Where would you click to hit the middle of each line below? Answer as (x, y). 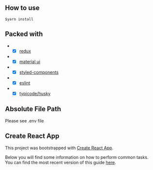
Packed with (24, 34)
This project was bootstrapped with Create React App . (59, 148)
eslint (25, 83)
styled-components (39, 72)
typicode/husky (35, 93)
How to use (22, 8)
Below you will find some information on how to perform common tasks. (77, 157)
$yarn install (19, 19)
